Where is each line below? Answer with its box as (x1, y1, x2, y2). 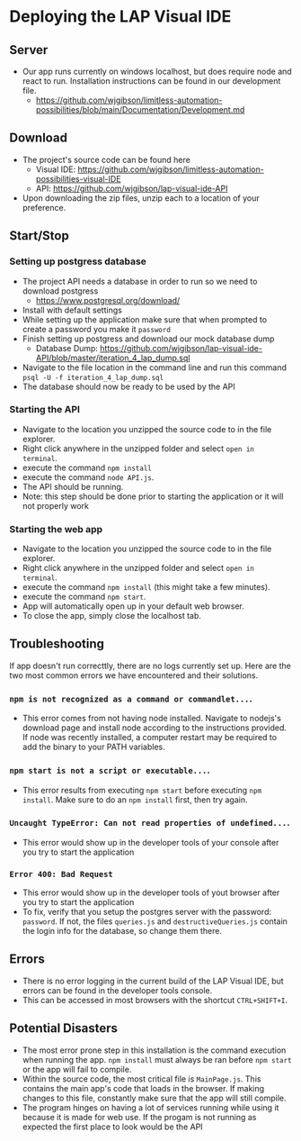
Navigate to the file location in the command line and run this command (22, 362, 288, 373)
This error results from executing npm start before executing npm (22, 784, 262, 795)
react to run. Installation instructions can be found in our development (22, 76, 281, 86)
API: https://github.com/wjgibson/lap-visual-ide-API (35, 183, 228, 194)
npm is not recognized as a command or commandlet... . (9, 692, 253, 704)
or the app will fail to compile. (22, 1064, 132, 1074)
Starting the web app (9, 522, 103, 535)
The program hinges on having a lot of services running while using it (22, 1101, 279, 1113)
